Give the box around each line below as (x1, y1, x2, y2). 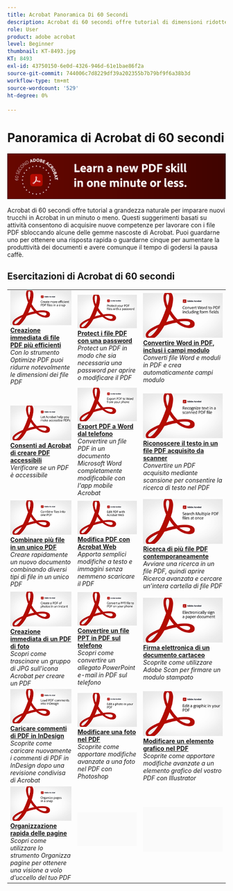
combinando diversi (10, 565, 67, 574)
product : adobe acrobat (7, 33, 76, 40)
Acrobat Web (77, 543, 116, 551)
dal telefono (77, 430, 113, 438)
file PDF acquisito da (143, 446, 205, 455)
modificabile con (77, 474, 126, 483)
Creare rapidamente (10, 550, 68, 559)
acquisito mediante (143, 468, 198, 476)
